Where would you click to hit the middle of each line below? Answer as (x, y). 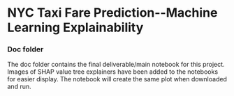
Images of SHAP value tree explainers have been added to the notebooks (113, 72)
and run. (19, 87)
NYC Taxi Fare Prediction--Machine (112, 13)
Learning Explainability (75, 27)
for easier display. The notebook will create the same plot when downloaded (117, 79)
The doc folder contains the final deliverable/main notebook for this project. (116, 65)
